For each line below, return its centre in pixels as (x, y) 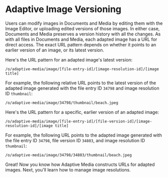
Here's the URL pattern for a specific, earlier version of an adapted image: (82, 112)
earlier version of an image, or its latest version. (55, 50)
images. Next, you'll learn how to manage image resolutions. (68, 169)
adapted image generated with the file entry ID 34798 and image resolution (82, 88)
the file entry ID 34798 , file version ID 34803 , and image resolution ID (75, 140)
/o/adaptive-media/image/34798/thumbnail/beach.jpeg (62, 103)
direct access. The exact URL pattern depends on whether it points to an (81, 44)
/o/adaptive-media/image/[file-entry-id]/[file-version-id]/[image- (79, 121)
